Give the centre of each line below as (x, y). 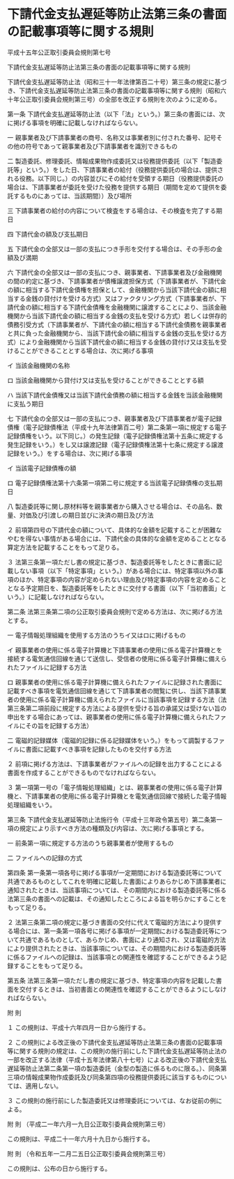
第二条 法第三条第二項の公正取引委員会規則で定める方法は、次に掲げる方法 (115, 611)
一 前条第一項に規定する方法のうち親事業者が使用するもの (91, 843)
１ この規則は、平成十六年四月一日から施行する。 (78, 1027)
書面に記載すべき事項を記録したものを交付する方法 (99, 749)
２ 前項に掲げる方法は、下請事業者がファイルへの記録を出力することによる (115, 763)
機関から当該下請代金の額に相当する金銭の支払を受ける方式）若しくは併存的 (117, 316)
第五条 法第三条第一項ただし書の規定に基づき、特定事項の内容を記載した (111, 980)
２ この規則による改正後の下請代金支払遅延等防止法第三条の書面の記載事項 (115, 1042)
